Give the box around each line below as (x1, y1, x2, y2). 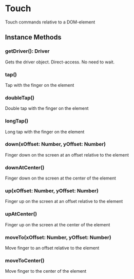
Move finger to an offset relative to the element (5, 245, 99, 251)
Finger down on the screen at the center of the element (5, 175, 116, 181)
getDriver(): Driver (5, 48, 50, 55)
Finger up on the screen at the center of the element (5, 221, 111, 227)
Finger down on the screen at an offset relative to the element (5, 152, 129, 158)
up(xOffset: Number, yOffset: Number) (5, 187, 99, 194)
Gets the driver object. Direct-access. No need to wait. (5, 59, 115, 65)
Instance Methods (5, 33, 62, 41)
